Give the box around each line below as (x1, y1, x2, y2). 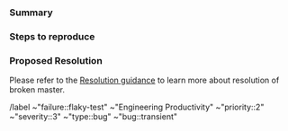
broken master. (9, 84, 66, 95)
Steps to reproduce (9, 30, 95, 42)
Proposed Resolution (9, 54, 103, 66)
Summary (9, 6, 54, 19)
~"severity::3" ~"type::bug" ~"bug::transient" (9, 111, 178, 122)
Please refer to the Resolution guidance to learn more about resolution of (9, 74, 280, 86)
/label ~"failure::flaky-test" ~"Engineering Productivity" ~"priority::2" (9, 101, 265, 113)
